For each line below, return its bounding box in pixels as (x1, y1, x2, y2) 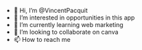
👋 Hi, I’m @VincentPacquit (13, 7, 88, 14)
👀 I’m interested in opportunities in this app (13, 14, 135, 22)
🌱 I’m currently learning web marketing (13, 21, 123, 28)
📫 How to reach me (13, 36, 71, 43)
